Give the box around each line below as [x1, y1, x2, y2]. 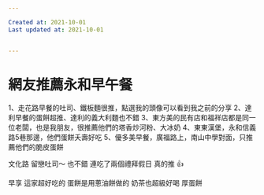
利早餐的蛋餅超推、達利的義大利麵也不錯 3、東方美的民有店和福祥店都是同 [8, 113, 250, 123]
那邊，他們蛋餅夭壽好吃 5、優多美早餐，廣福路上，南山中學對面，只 [26, 133, 247, 142]
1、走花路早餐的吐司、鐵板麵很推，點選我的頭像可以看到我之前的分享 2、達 [8, 103, 252, 112]
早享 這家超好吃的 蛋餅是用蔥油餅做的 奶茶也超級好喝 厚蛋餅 [8, 178, 203, 188]
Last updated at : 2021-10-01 [8, 25, 104, 34]
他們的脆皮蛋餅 [14, 142, 64, 152]
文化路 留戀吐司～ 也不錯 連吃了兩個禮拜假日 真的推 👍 [8, 159, 184, 169]
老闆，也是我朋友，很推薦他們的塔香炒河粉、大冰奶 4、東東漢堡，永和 [14, 123, 243, 132]
